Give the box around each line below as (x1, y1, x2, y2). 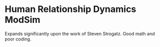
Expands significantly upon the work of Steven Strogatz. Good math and (5, 30, 155, 36)
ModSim (5, 14, 41, 25)
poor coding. (5, 36, 31, 42)
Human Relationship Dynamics (5, 3, 137, 15)
